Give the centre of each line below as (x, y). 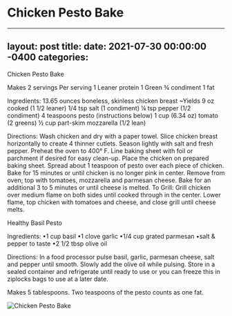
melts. (16, 209)
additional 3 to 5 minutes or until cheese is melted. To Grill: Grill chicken (109, 187)
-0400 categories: (48, 58)
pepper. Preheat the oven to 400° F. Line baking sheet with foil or (100, 150)
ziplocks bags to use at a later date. (58, 279)
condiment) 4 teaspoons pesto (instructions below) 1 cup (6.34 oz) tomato (113, 115)
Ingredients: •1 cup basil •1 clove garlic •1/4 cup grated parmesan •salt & (111, 236)
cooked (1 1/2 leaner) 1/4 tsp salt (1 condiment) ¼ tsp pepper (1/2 (99, 108)
